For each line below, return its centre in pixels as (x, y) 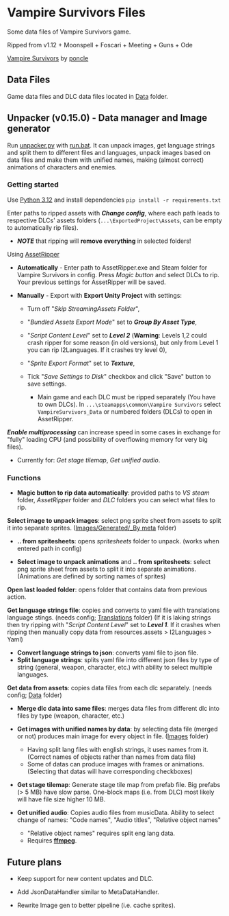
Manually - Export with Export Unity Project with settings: (99, 295)
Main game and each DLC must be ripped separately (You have (126, 397)
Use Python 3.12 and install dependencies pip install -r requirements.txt (114, 200)
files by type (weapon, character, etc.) (71, 716)
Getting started (33, 185)
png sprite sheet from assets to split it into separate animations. (107, 569)
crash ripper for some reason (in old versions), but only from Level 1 (123, 342)
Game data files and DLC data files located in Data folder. (88, 96)
